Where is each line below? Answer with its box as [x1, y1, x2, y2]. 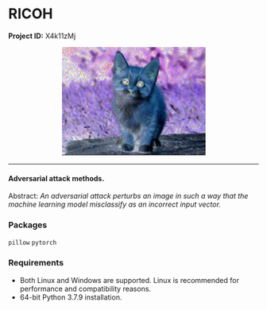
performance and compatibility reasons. [19, 284, 152, 293]
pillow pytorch [8, 239, 57, 247]
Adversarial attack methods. [8, 173, 105, 183]
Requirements [8, 258, 64, 269]
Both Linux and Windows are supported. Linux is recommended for [19, 275, 240, 285]
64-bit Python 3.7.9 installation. [19, 292, 122, 302]
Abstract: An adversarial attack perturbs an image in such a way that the [8, 192, 249, 201]
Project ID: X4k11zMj [8, 31, 76, 41]
